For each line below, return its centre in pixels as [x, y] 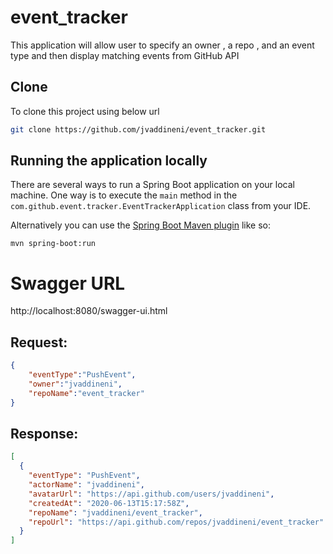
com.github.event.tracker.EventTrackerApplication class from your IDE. [161, 206]
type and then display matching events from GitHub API [125, 55]
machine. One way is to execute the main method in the [124, 195]
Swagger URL [68, 283]
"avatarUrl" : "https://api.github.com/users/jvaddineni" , [151, 494]
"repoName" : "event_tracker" [86, 393]
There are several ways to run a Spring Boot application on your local [152, 185]
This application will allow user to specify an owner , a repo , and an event [162, 45]
